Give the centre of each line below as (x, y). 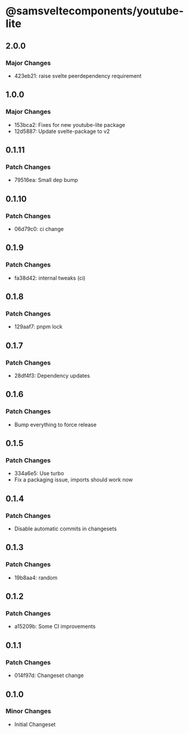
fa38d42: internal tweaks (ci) (50, 278)
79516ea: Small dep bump (46, 180)
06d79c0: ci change (39, 229)
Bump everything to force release (55, 424)
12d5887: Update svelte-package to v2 (62, 131)
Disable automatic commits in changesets (65, 529)
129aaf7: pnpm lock (38, 327)
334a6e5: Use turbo (39, 474)
